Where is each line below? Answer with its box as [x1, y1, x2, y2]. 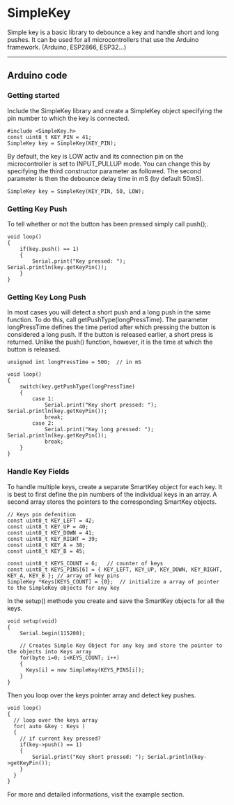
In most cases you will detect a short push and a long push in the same [7, 308, 211, 317]
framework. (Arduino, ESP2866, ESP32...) [7, 43, 127, 51]
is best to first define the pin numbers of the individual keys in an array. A [7, 490, 217, 498]
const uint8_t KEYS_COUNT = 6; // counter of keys [7, 560, 164, 567]
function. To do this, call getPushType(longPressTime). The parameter [7, 316, 208, 324]
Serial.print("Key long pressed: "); [44, 426, 155, 433]
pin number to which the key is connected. [7, 114, 130, 122]
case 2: [32, 420, 54, 427]
